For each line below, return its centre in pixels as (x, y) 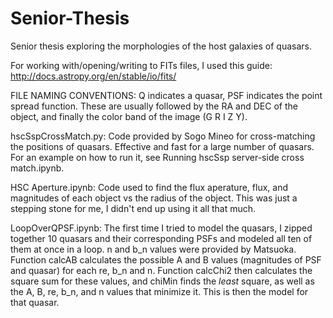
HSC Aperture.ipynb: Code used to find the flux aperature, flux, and (149, 187)
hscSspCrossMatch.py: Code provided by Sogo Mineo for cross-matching (163, 136)
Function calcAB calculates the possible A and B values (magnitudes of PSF (166, 259)
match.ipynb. (37, 168)
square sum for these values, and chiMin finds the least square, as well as (162, 281)
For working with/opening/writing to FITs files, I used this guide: (141, 65)
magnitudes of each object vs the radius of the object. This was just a (154, 198)
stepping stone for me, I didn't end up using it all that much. (133, 208)
